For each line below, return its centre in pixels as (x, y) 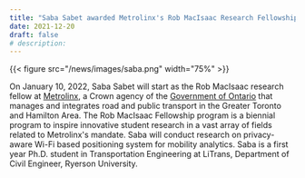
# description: (38, 43)
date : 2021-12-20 (42, 26)
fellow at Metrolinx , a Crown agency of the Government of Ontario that (141, 96)
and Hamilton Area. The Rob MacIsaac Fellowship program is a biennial (143, 115)
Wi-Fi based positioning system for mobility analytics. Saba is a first (162, 144)
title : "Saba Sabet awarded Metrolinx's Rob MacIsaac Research (132, 18)
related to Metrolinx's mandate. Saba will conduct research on (126, 135)
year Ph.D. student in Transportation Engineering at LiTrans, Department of (149, 154)
